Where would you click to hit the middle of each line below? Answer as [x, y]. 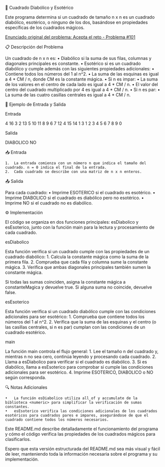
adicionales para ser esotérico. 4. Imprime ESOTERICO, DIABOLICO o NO [79, 372]
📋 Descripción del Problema [34, 47]
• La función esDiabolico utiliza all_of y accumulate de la [71, 398]
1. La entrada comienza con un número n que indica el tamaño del [76, 163]
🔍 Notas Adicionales [26, 387]
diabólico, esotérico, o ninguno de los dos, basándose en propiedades [77, 22]
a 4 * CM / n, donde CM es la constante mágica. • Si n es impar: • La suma [82, 79]
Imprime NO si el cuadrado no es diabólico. [49, 203]
